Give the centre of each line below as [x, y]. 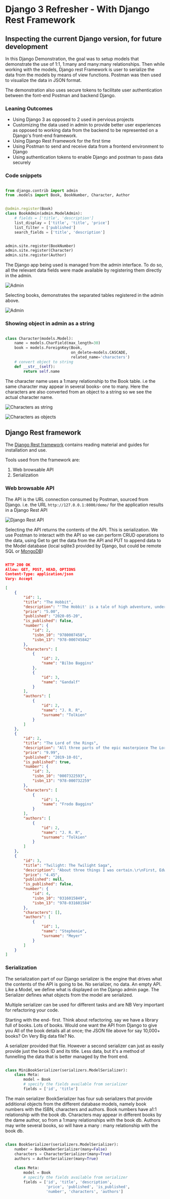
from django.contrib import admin [42, 191]
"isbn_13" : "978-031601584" [62, 903]
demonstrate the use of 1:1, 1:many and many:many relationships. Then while [85, 64]
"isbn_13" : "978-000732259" [62, 781]
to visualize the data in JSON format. [44, 80]
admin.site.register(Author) [36, 255]
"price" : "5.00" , [41, 611]
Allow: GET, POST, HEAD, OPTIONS [40, 569]
